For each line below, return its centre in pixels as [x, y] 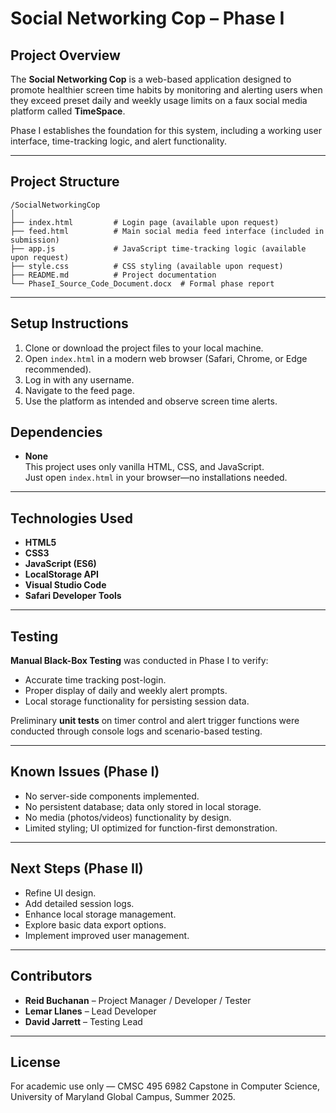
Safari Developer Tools [73, 596]
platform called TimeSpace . [68, 111]
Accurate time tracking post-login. [95, 680]
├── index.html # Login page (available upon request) [145, 222]
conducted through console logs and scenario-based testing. [136, 731]
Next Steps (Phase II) [77, 868]
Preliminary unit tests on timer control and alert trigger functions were [155, 721]
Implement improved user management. [107, 935]
